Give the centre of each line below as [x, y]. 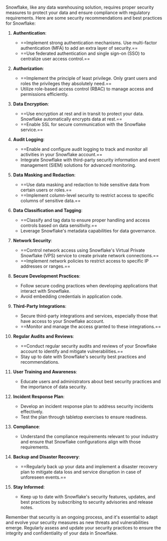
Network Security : [32, 240]
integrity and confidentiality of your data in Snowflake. [62, 533]
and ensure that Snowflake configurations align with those [80, 442]
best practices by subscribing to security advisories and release [87, 502]
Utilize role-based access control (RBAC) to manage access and [87, 89]
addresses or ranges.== [45, 266]
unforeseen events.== [43, 477]
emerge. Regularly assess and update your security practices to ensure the [83, 528]
